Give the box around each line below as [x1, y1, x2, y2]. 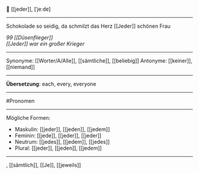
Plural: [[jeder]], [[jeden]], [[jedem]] [14, 145, 102, 152]
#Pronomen [6, 97, 35, 104]
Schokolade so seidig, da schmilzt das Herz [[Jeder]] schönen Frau [6, 22, 171, 29]
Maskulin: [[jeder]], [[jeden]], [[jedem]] [14, 126, 110, 133]
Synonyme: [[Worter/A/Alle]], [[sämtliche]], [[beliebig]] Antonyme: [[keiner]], [6, 57, 192, 64]
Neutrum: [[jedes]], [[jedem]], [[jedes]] [14, 139, 110, 145]
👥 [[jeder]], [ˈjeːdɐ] [6, 6, 51, 12]
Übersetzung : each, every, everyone [6, 80, 97, 87]
